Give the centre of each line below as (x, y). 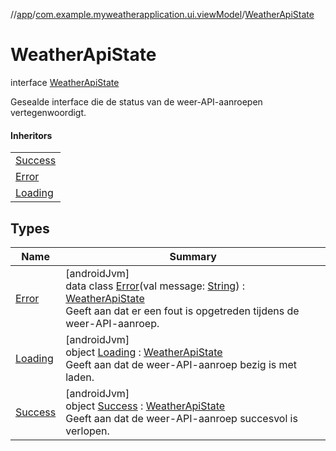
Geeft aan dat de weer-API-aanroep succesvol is (181, 418)
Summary (193, 256)
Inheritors (31, 135)
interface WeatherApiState (65, 82)
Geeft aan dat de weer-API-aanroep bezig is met (181, 364)
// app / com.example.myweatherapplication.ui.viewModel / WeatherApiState (162, 14)
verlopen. (87, 431)
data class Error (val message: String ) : (155, 286)
